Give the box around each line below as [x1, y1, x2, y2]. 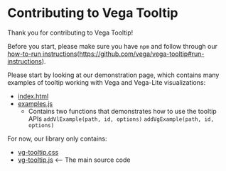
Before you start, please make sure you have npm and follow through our [7, 42, 218, 50]
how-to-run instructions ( [7, 49, 80, 58]
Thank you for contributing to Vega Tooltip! [7, 28, 134, 37]
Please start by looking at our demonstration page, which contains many [7, 71, 220, 79]
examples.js [17, 99, 53, 107]
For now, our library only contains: [7, 134, 107, 143]
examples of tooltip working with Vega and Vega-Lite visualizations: [7, 78, 206, 86]
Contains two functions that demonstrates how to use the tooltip [28, 107, 217, 115]
